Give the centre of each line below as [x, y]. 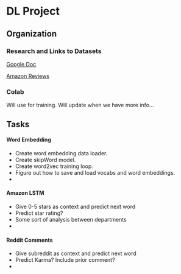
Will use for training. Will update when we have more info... [80, 105]
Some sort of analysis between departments [71, 219]
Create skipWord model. [45, 160]
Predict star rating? [39, 213]
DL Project [33, 11]
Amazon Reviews [28, 76]
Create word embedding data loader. [61, 153]
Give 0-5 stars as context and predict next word [75, 206]
